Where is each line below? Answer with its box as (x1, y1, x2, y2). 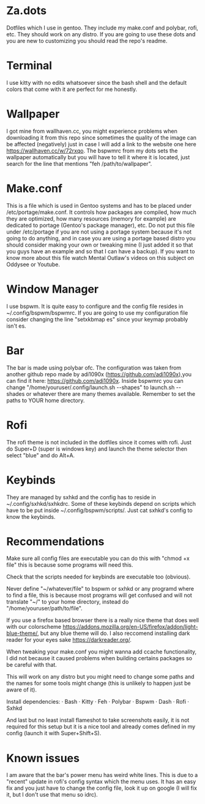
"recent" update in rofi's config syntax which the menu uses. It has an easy (6, 778, 196, 786)
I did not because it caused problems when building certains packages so (6, 655, 193, 662)
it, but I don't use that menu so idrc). (6, 791, 98, 798)
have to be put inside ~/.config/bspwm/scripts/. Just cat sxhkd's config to (6, 506, 193, 514)
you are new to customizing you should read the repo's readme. (6, 37, 168, 44)
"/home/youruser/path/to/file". (6, 605, 83, 612)
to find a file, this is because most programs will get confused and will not (6, 591, 193, 599)
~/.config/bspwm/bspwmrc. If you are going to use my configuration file (6, 309, 188, 317)
